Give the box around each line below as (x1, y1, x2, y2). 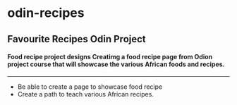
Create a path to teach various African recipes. (17, 89, 154, 98)
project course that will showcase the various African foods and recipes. (7, 60, 225, 68)
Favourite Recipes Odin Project (7, 33, 146, 45)
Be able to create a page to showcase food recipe (17, 82, 163, 91)
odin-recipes (7, 5, 85, 21)
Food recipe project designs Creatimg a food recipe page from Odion (7, 53, 213, 61)
